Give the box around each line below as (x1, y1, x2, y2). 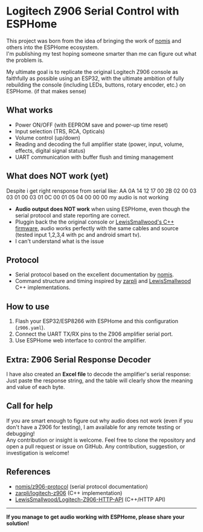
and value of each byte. (6, 384, 65, 390)
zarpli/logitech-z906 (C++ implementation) (14, 489, 123, 496)
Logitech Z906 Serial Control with (6, 4, 179, 18)
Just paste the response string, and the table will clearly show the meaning (6, 377, 193, 384)
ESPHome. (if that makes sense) (6, 87, 86, 95)
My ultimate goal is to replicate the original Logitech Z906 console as (6, 68, 178, 75)
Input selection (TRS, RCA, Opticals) (14, 127, 105, 135)
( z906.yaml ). (14, 324, 45, 331)
